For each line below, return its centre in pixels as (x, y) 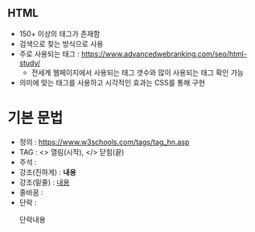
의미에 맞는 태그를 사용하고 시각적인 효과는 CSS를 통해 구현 (112, 82)
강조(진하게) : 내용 (48, 172)
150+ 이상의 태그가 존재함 (60, 33)
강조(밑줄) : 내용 (44, 182)
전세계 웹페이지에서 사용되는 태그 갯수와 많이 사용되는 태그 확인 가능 (138, 72)
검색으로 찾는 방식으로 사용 (61, 43)
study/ (30, 63)
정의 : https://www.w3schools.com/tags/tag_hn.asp (104, 142)
